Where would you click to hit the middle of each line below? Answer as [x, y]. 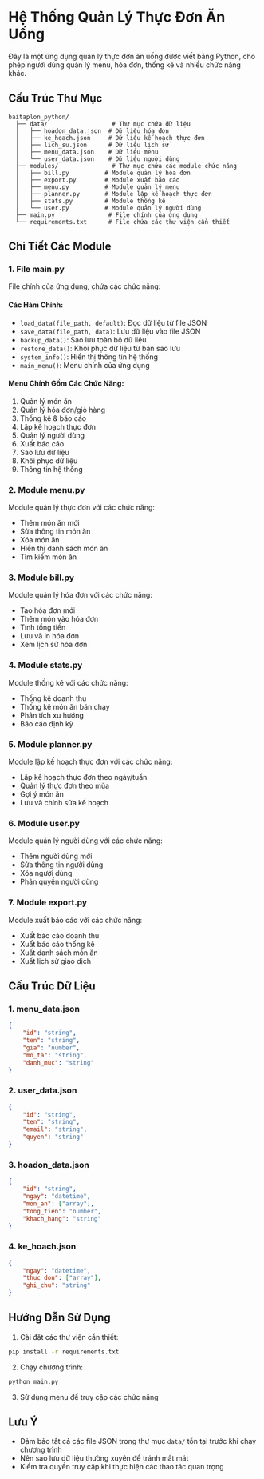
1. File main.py [37, 270]
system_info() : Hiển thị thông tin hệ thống [89, 357]
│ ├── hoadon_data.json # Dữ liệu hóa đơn [93, 131]
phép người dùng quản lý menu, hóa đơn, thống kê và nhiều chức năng [125, 65]
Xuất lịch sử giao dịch [55, 961]
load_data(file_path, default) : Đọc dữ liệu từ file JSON [113, 322]
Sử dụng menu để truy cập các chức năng [89, 1397]
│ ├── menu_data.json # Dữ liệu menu [87, 152]
